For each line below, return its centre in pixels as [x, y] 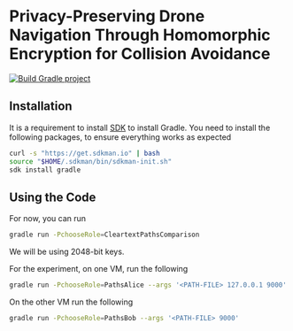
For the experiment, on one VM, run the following [99, 269]
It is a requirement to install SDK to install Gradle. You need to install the [140, 127]
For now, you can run [48, 219]
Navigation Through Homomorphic [140, 35]
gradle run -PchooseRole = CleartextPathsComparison [104, 235]
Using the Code [53, 197]
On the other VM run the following [71, 302]
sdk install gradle [45, 170]
